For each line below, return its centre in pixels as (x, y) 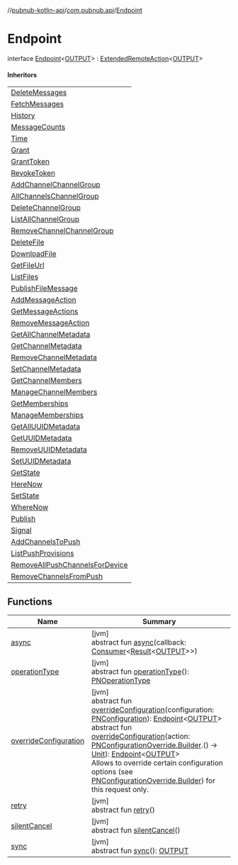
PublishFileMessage (44, 289)
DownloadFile (34, 254)
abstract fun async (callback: (138, 642)
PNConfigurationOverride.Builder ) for (153, 781)
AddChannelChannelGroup (56, 185)
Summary (159, 621)
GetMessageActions (45, 311)
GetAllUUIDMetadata (46, 427)
